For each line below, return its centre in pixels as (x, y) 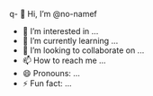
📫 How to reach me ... (64, 60)
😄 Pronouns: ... (51, 73)
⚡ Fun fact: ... (47, 83)
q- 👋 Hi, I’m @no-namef (53, 14)
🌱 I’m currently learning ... (70, 41)
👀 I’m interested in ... (60, 31)
